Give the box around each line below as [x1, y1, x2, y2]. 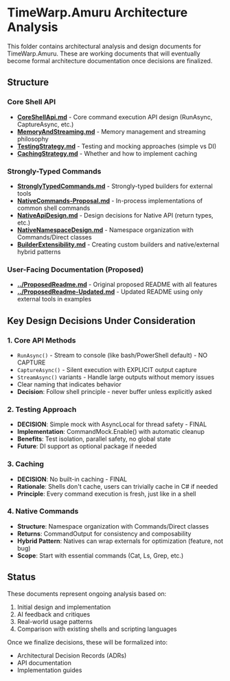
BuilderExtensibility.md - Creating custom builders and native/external [16, 240, 220, 249]
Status [7, 571, 36, 583]
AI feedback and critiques [16, 610, 91, 619]
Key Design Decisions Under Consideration [7, 314, 196, 327]
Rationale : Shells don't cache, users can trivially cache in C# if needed [16, 482, 218, 490]
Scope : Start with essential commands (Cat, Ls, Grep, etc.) [16, 551, 184, 559]
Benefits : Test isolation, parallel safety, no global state [16, 435, 172, 443]
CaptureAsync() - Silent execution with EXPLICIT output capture [16, 365, 197, 373]
